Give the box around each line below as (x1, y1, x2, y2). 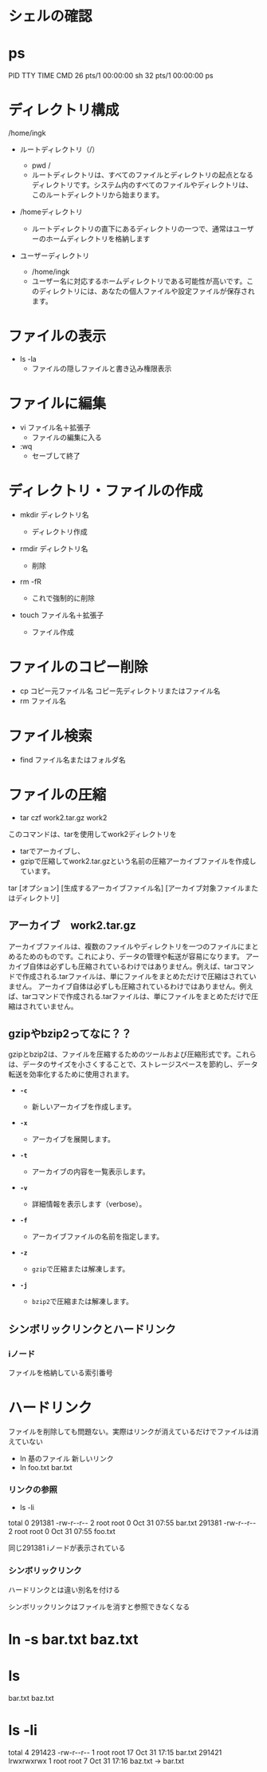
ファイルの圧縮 (8, 786, 107, 803)
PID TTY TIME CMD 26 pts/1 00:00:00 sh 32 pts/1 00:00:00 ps (8, 71, 214, 81)
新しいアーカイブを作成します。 (31, 1102, 136, 1112)
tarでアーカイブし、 (19, 846, 85, 855)
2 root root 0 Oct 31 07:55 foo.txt (8, 1527, 116, 1536)
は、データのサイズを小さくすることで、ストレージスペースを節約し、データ (8, 1060, 258, 1069)
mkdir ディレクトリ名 (19, 509, 89, 519)
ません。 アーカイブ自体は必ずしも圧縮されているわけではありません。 (8, 981, 240, 991)
